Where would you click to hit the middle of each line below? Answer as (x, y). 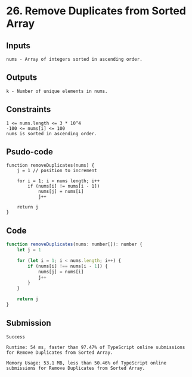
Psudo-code (30, 152)
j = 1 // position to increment (57, 171)
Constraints (29, 109)
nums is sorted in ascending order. (52, 133)
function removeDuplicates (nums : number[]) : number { (75, 244)
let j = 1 (29, 250)
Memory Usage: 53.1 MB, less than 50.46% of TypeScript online (86, 363)
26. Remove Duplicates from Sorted (96, 11)
